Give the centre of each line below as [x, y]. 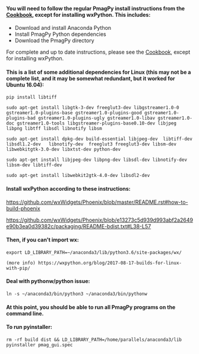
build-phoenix [23, 208]
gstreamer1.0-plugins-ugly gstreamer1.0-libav [97, 118]
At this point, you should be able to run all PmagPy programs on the [91, 307]
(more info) [21, 263]
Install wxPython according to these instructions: [68, 189]
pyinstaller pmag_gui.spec [40, 345]
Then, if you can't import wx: [42, 240]
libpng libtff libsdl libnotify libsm [54, 129]
